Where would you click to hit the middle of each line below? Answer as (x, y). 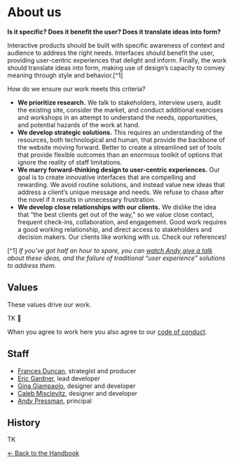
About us (34, 12)
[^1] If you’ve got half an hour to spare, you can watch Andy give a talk (110, 250)
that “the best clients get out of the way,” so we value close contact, (116, 214)
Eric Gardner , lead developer (58, 378)
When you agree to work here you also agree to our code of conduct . (107, 332)
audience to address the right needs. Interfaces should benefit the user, (111, 53)
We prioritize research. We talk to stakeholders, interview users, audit (119, 102)
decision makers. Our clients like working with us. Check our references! (122, 237)
